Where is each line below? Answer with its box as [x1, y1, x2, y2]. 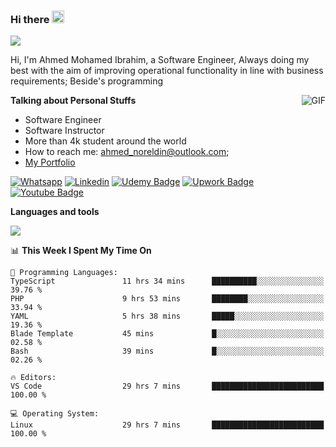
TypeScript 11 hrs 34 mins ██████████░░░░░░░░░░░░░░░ [10, 276, 325, 287]
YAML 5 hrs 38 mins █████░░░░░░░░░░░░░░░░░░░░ [10, 311, 325, 322]
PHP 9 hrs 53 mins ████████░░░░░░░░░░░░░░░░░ [10, 294, 325, 304]
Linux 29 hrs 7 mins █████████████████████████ [10, 420, 325, 430]
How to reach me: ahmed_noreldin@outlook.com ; [24, 146, 230, 158]
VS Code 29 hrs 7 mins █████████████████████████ [10, 381, 325, 392]
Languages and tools [10, 206, 100, 218]
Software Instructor [24, 125, 105, 137]
